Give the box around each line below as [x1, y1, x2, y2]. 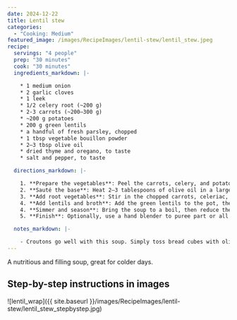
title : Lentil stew [7, 17, 65, 24]
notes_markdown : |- [13, 225, 71, 233]
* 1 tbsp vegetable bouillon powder [20, 135, 128, 142]
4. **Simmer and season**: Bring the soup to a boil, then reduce [20, 206, 219, 213]
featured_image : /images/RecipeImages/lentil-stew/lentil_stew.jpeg [7, 37, 213, 44]
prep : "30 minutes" [13, 57, 71, 64]
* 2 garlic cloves [20, 89, 74, 96]
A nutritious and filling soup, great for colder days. [7, 257, 154, 266]
